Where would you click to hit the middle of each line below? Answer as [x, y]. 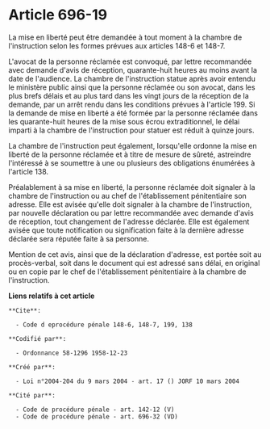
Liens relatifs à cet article [52, 296]
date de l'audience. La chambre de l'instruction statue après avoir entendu [132, 78]
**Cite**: [25, 310]
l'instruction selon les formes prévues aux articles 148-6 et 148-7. [117, 45]
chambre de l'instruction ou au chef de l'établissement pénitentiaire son [128, 196]
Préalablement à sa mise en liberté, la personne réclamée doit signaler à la [132, 187]
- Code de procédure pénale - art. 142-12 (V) [95, 410]
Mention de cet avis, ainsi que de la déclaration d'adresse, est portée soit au [135, 254]
